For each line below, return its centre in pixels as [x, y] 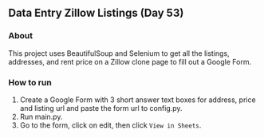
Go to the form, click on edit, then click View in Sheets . [110, 125]
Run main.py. [41, 116]
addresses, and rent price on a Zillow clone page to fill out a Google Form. [130, 61]
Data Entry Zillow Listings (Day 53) [96, 13]
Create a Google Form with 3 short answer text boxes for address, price [138, 100]
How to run [30, 82]
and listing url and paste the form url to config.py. [101, 108]
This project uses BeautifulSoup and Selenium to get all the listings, [119, 53]
